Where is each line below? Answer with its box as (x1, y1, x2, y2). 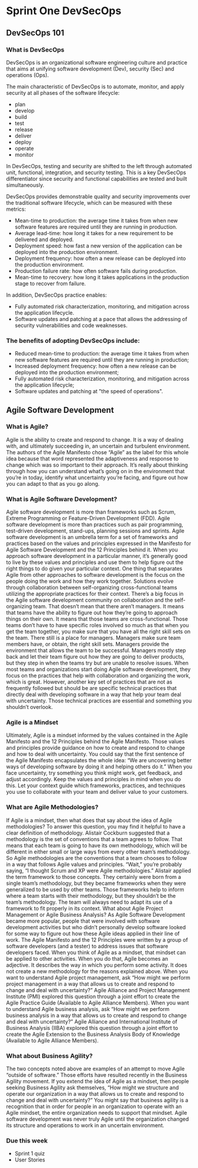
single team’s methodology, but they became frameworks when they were (6, 880, 186, 887)
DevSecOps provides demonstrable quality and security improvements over (6, 192, 191, 200)
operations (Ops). (6, 71, 49, 78)
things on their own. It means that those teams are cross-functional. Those (6, 615, 188, 622)
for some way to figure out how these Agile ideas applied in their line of (6, 930, 180, 937)
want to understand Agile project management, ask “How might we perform (6, 974, 191, 981)
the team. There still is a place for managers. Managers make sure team (6, 634, 181, 641)
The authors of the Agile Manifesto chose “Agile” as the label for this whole (6, 448, 189, 455)
